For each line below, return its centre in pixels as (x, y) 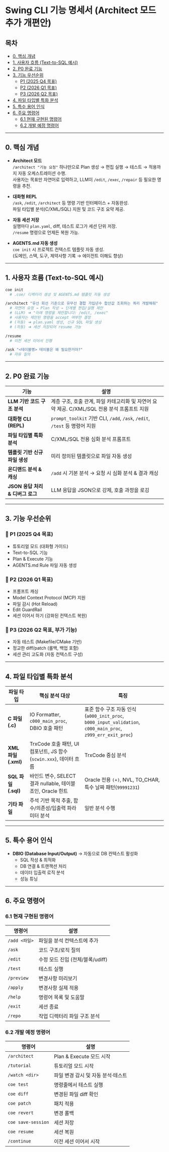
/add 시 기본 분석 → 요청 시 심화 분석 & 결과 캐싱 (105, 473)
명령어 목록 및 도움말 (61, 997)
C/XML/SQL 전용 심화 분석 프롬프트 (91, 439)
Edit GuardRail (27, 609)
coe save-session (28, 1122)
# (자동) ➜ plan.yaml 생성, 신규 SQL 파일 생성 (56, 322)
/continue (19, 1141)
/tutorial (19, 1065)
